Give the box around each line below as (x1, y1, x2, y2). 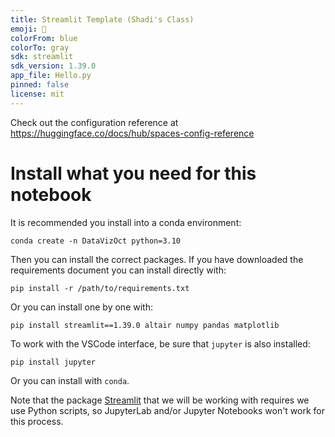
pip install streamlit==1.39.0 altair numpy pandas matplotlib (10, 320, 280, 330)
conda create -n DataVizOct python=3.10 (10, 236, 182, 246)
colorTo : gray (10, 42, 70, 53)
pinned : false (10, 80, 70, 90)
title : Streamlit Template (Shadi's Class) (10, 14, 195, 25)
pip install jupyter (10, 357, 97, 367)
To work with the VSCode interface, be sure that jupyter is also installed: (10, 337, 311, 350)
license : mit (10, 89, 65, 99)
